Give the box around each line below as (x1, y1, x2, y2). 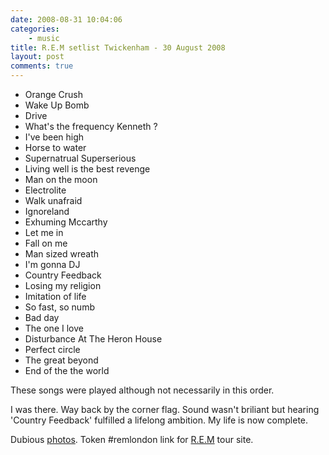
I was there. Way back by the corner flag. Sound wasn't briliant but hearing (10, 404, 320, 415)
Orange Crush (24, 89, 84, 100)
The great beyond (24, 354, 99, 366)
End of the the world (24, 365, 110, 376)
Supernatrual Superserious (24, 152, 137, 164)
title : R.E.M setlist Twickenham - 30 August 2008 (10, 42, 226, 53)
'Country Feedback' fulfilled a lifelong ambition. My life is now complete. (10, 414, 309, 426)
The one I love (24, 322, 84, 334)
